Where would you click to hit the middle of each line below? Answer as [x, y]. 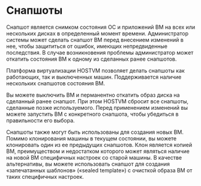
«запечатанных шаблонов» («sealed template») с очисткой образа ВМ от [99, 170]
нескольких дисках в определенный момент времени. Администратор [97, 33]
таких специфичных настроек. [45, 176]
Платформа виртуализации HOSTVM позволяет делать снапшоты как [95, 70]
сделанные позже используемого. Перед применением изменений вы [97, 107]
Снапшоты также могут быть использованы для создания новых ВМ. [95, 132]
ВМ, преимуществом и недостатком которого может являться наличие [98, 151]
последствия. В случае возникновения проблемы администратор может [100, 52]
